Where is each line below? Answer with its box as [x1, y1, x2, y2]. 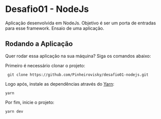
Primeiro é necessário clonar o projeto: [5, 62, 85, 68]
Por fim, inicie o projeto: [5, 99, 54, 105]
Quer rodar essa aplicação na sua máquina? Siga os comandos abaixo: [5, 53, 151, 59]
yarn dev [5, 109, 23, 114]
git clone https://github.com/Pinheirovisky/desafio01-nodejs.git [7, 72, 149, 77]
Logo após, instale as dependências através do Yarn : [5, 81, 114, 87]
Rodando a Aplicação [5, 40, 73, 48]
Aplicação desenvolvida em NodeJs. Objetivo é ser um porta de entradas [5, 20, 156, 26]
